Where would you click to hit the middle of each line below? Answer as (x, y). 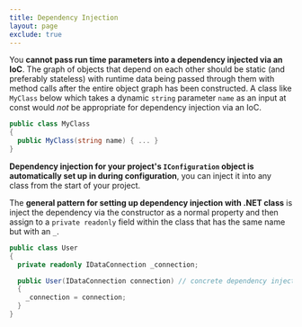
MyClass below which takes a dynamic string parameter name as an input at (148, 98)
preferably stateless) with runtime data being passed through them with (142, 79)
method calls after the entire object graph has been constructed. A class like (151, 88)
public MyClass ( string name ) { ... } (88, 141)
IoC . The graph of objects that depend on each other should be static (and (147, 69)
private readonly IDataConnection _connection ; (108, 265)
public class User (44, 248)
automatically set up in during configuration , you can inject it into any (141, 175)
